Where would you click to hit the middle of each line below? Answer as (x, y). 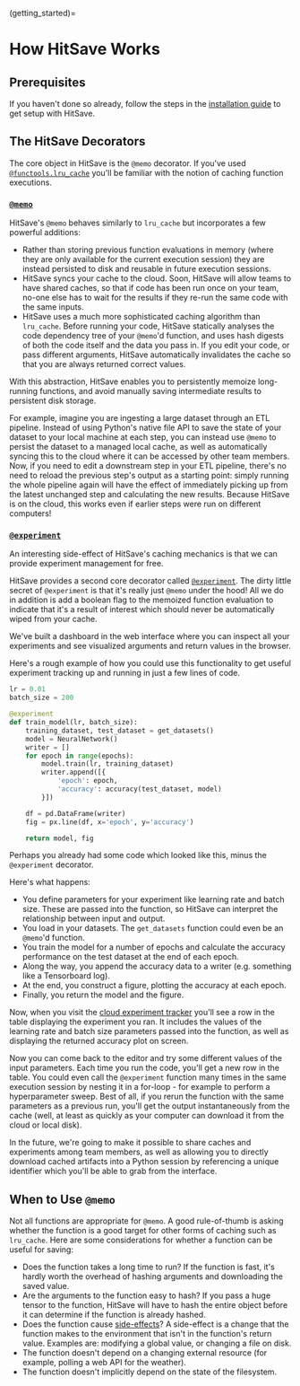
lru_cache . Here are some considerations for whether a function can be (141, 1240)
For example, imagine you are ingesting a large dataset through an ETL (140, 418)
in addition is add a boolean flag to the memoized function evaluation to (141, 600)
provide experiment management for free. (86, 564)
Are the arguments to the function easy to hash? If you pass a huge (146, 1295)
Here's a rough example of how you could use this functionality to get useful (150, 663)
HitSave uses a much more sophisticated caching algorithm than (141, 317)
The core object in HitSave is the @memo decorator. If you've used (128, 163)
